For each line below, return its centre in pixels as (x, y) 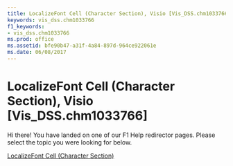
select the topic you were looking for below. (70, 142)
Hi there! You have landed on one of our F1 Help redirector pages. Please (111, 135)
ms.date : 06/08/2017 (37, 53)
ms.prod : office (31, 39)
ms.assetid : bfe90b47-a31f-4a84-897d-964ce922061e (82, 46)
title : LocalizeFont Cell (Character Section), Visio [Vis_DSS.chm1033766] (119, 13)
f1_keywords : (26, 26)
